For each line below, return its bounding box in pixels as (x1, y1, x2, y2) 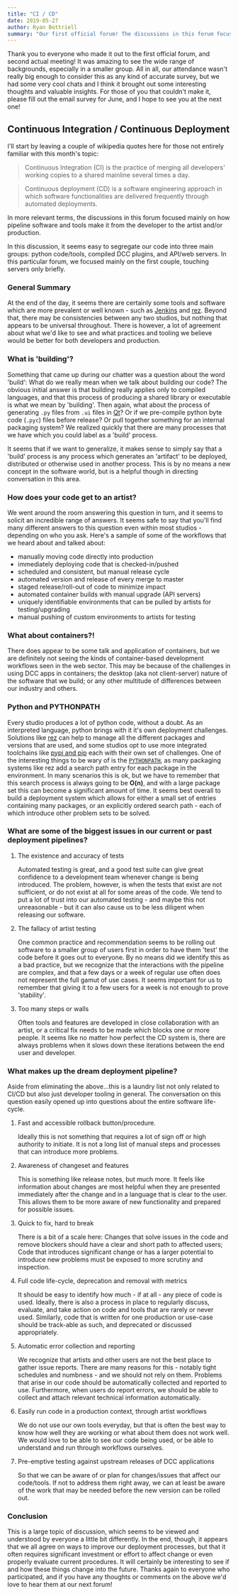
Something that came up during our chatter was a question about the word (7, 370, 225, 378)
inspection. (17, 1263, 51, 1272)
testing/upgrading (17, 605, 71, 613)
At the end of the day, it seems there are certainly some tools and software (7, 299, 225, 307)
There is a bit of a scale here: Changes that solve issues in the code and (17, 1233, 229, 1241)
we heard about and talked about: (7, 538, 106, 547)
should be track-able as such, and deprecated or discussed (17, 1321, 192, 1329)
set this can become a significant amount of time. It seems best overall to (7, 786, 221, 795)
